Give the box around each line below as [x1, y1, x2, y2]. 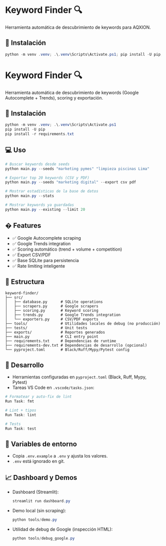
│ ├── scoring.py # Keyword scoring [5, 308, 99, 313]
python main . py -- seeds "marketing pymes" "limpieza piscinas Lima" [5, 166, 150, 171]
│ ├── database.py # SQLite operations [5, 299, 103, 304]
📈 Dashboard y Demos [5, 473, 78, 482]
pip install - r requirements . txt [5, 132, 74, 137]
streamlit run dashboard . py [12, 499, 70, 504]
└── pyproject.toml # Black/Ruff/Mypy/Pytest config [5, 347, 130, 353]
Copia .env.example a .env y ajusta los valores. [12, 453, 108, 459]
